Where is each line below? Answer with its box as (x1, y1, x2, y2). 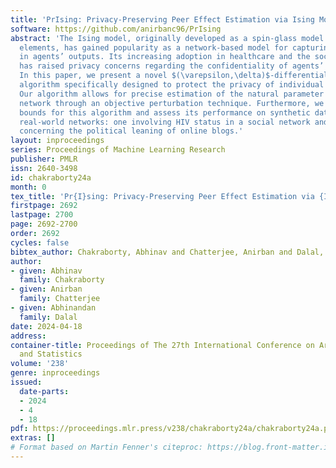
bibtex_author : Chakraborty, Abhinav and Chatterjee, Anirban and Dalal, (10, 247, 325, 257)
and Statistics (19, 349, 83, 360)
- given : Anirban (10, 284, 83, 295)
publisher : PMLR (10, 154, 78, 164)
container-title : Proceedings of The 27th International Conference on (10, 340, 315, 350)
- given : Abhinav (10, 266, 83, 276)
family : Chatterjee (19, 294, 101, 304)
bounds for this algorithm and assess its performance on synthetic (19, 107, 311, 118)
